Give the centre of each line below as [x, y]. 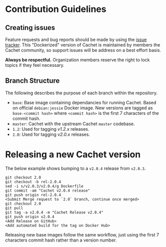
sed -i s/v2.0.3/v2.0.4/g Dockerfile [44, 186]
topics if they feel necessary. [35, 65]
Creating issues [30, 28]
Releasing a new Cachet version [73, 154]
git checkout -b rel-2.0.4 [33, 182]
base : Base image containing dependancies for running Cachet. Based [84, 102]
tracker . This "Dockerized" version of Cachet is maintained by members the [83, 45]
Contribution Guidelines [56, 9]
